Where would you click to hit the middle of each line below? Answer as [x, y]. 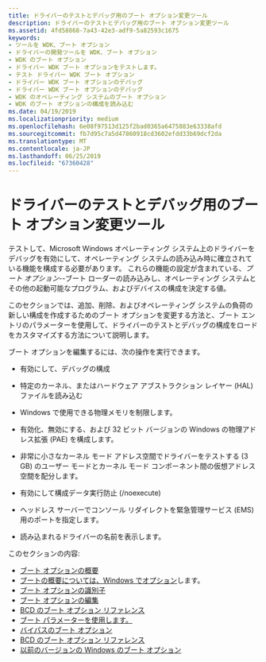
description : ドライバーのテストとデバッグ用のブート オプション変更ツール [119, 23]
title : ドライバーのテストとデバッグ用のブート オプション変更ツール [108, 15]
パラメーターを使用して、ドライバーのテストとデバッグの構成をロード [143, 325]
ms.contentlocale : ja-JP [49, 149]
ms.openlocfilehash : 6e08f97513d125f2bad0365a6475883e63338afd [115, 126]
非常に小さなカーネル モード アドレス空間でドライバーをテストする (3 [134, 456]
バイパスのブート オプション [66, 630]
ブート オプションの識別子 [62, 590]
